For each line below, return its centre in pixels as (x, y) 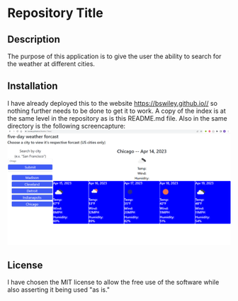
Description (34, 39)
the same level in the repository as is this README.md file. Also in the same (118, 118)
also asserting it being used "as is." (59, 290)
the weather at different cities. (51, 64)
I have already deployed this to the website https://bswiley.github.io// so (113, 103)
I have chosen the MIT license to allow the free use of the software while (113, 283)
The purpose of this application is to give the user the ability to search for (114, 56)
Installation (33, 86)
